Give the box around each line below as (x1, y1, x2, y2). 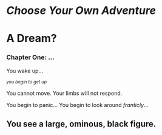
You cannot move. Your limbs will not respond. (6, 89, 123, 97)
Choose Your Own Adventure (6, 4, 157, 18)
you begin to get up (6, 78, 47, 85)
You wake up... (6, 67, 44, 74)
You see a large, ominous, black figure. (6, 119, 157, 130)
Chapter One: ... (6, 53, 55, 61)
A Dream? (6, 32, 57, 46)
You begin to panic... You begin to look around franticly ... (6, 101, 149, 108)
